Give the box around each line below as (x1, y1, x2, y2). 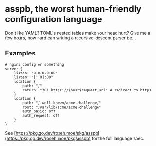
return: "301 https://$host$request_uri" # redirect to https (22, 88, 152, 92)
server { (5, 66, 23, 71)
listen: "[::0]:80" (14, 74, 54, 80)
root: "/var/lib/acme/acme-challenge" (22, 105, 101, 109)
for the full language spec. (92, 135, 145, 141)
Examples (5, 49, 36, 57)
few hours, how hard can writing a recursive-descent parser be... (5, 35, 136, 41)
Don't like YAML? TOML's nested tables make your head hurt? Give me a (5, 30, 151, 36)
